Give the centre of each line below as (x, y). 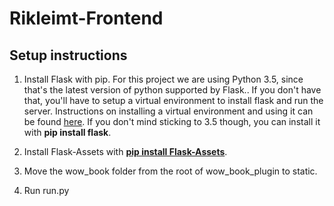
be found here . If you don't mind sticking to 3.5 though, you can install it (172, 121)
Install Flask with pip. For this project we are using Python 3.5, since (163, 79)
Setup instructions (68, 55)
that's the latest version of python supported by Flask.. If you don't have (172, 90)
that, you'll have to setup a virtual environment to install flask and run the (173, 100)
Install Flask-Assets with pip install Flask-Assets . (125, 151)
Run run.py (46, 190)
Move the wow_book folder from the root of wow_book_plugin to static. (170, 171)
